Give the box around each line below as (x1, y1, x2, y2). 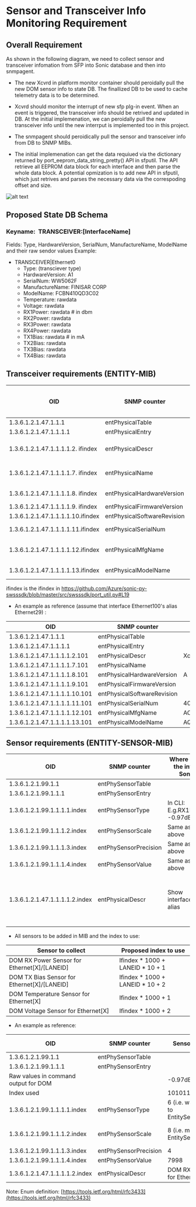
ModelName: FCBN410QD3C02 (23, 289, 99, 296)
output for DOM (9, 1079, 52, 1087)
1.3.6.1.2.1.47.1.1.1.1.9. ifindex (9, 502, 97, 510)
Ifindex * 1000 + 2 (119, 1007, 171, 1015)
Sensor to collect (37, 946, 86, 954)
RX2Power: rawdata (23, 315, 71, 322)
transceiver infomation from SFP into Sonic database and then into (6, 62, 166, 69)
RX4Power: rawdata (23, 327, 71, 334)
